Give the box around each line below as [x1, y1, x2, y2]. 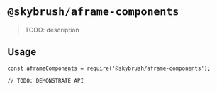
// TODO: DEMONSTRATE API [7, 77, 84, 84]
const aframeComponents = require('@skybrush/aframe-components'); [7, 65, 211, 72]
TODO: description [24, 25, 80, 34]
